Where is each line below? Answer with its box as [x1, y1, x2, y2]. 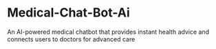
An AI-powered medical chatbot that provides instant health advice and [7, 28, 210, 36]
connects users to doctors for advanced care [7, 35, 136, 43]
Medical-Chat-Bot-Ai [7, 5, 131, 21]
